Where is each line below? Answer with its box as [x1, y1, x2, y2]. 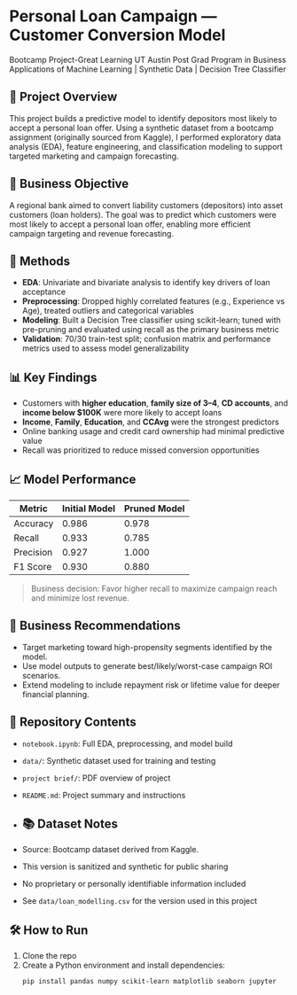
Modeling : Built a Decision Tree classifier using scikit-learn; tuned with [21, 315, 281, 325]
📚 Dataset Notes [21, 817, 118, 832]
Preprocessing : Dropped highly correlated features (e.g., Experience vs [21, 296, 285, 307]
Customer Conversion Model [9, 25, 226, 45]
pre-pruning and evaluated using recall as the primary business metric [21, 324, 279, 335]
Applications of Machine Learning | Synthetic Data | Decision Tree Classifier [9, 64, 286, 74]
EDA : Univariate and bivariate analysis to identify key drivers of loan [21, 277, 270, 288]
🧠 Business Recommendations [9, 618, 181, 634]
